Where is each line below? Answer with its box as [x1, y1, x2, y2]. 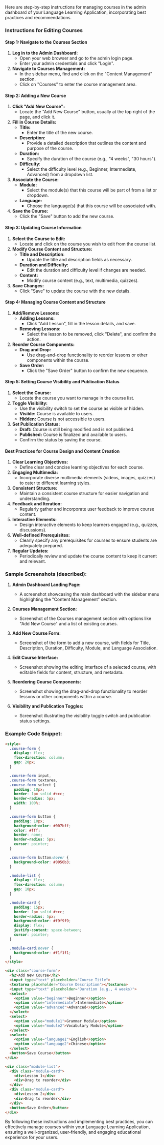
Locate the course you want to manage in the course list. [19, 395, 135, 401]
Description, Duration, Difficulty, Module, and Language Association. [19, 645, 158, 651]
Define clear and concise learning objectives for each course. [19, 464, 144, 470]
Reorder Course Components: [12, 341, 75, 347]
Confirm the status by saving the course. [19, 436, 102, 442]
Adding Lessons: [19, 315, 55, 321]
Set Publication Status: [12, 421, 60, 427]
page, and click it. [19, 114, 55, 120]
